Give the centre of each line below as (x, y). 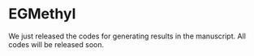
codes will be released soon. (56, 44)
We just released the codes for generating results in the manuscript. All (127, 36)
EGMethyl (42, 14)
